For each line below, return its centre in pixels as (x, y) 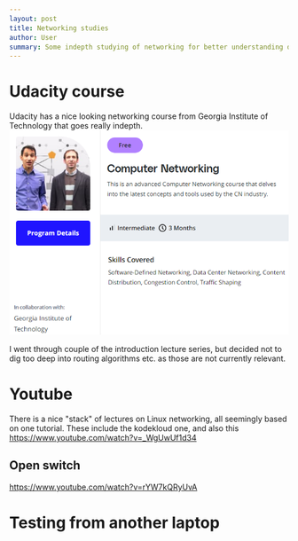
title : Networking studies (59, 28)
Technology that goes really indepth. (76, 126)
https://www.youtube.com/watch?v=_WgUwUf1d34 (103, 438)
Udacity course (67, 92)
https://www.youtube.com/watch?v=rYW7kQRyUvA (103, 487)
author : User (33, 37)
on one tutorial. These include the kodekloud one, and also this (124, 428)
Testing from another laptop (114, 522)
